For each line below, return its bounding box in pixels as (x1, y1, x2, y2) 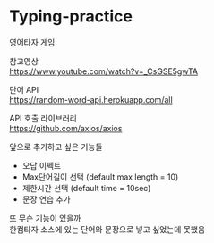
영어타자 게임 (9, 37, 56, 47)
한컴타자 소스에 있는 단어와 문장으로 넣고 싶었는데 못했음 (9, 223, 206, 234)
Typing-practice (9, 6, 133, 27)
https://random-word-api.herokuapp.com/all (9, 94, 173, 105)
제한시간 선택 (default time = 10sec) (21, 182, 151, 193)
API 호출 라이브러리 (9, 113, 78, 123)
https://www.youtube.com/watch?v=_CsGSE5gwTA (9, 65, 199, 77)
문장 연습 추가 (21, 194, 71, 205)
